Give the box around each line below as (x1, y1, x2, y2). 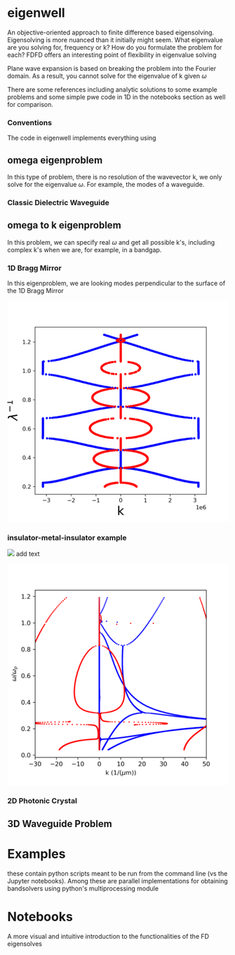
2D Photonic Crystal (7, 796, 77, 806)
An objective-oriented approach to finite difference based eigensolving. (7, 28, 215, 37)
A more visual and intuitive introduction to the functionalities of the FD (7, 932, 209, 940)
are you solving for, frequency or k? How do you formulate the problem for (7, 43, 222, 51)
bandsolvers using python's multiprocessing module (7, 884, 159, 892)
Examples (7, 845, 66, 862)
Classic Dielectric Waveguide (7, 197, 110, 207)
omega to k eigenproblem (7, 219, 121, 231)
